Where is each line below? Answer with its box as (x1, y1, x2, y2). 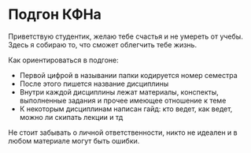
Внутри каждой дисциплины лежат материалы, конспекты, (19, 87, 219, 96)
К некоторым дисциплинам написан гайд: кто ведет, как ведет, (19, 104, 233, 114)
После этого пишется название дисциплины (19, 79, 169, 88)
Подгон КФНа (8, 6, 102, 24)
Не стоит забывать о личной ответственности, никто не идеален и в (8, 128, 238, 137)
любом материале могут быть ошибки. (8, 136, 140, 145)
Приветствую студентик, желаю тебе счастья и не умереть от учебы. (8, 32, 244, 41)
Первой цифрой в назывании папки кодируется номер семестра (19, 70, 238, 80)
